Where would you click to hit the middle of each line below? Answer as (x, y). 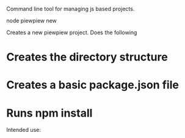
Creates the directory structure (87, 57)
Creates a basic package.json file (92, 85)
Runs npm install (49, 113)
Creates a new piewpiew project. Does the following (72, 32)
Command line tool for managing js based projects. (71, 9)
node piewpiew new (31, 20)
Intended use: (24, 130)
